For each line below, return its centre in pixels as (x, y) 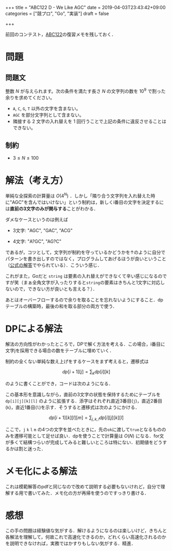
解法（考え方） (37, 180)
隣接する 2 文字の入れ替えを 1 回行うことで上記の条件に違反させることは (90, 121)
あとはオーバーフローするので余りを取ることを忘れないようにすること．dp (84, 300)
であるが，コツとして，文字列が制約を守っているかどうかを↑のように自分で (85, 252)
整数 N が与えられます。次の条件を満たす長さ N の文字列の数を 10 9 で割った (85, 91)
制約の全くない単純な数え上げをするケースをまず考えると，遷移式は (77, 361)
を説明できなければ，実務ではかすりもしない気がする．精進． (71, 543)
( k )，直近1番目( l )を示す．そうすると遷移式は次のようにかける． (72, 407)
